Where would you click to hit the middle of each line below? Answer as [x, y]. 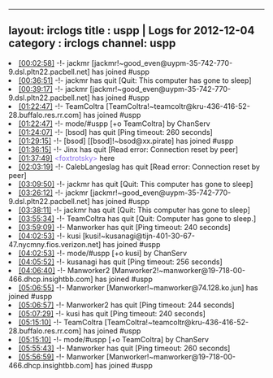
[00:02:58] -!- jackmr [54, 63]
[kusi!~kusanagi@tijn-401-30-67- [139, 236]
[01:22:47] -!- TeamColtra [61, 106]
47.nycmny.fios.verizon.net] [55, 244]
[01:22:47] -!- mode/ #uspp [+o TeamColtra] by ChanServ [115, 124]
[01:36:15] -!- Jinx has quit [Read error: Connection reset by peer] [128, 149]
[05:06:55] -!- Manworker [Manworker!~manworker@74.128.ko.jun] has [139, 287]
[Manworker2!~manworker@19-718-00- [179, 270]
